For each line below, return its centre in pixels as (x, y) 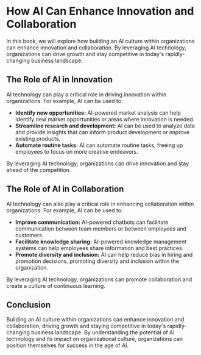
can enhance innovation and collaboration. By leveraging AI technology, (97, 48)
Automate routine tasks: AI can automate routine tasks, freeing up (99, 145)
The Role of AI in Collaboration (65, 189)
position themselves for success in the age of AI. (68, 345)
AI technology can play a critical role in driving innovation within (86, 94)
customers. (29, 235)
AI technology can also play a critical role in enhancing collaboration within (100, 204)
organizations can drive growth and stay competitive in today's (85, 54)
